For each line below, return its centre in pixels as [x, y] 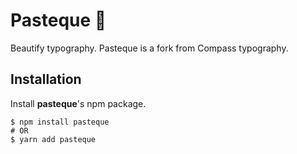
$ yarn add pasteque [53, 139]
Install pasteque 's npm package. [78, 103]
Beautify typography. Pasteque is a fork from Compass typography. [149, 48]
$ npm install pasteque [60, 122]
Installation [46, 79]
